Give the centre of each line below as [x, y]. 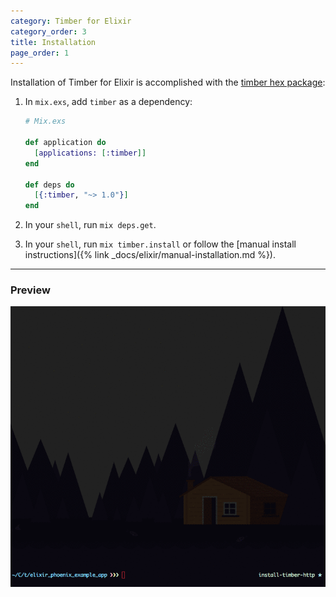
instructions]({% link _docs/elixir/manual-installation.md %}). [150, 255]
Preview [30, 290]
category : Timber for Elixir [71, 21]
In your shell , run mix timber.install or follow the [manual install [160, 244]
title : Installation [53, 42]
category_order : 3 [48, 31]
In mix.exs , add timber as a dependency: [108, 102]
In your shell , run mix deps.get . [90, 225]
